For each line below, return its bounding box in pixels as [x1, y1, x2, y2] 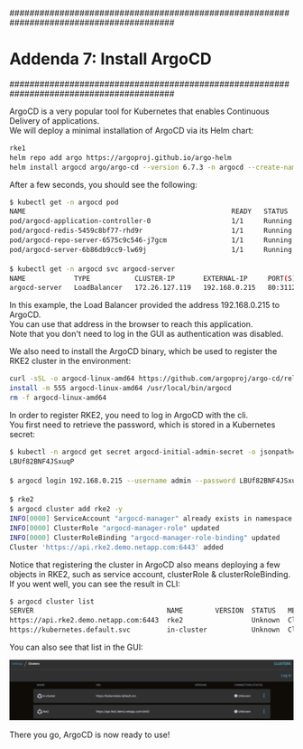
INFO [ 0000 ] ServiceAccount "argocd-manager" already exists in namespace [9, 514, 293, 523]
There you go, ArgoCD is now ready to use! [9, 729, 170, 740]
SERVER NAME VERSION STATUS [9, 606, 277, 615]
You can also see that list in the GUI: [9, 641, 144, 653]
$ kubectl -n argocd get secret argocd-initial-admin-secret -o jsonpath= [9, 447, 297, 456]
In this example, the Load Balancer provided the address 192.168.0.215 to [9, 300, 280, 311]
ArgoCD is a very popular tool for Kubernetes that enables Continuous [9, 106, 270, 117]
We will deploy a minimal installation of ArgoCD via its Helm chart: [9, 125, 254, 136]
